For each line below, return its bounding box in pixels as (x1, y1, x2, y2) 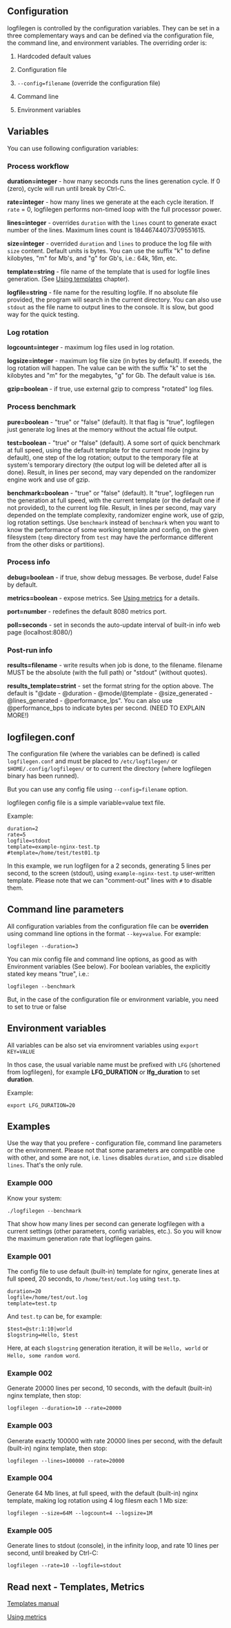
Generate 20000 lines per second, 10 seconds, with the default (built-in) (7, 1384, 212, 1393)
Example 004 (7, 1473, 53, 1483)
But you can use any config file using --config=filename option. (7, 785, 188, 793)
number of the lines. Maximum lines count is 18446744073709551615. (7, 226, 205, 234)
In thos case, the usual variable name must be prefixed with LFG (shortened (7, 1060, 221, 1068)
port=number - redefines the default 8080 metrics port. (7, 607, 167, 615)
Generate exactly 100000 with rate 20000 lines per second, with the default (7, 1436, 223, 1445)
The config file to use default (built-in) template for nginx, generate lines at (7, 1267, 219, 1275)
